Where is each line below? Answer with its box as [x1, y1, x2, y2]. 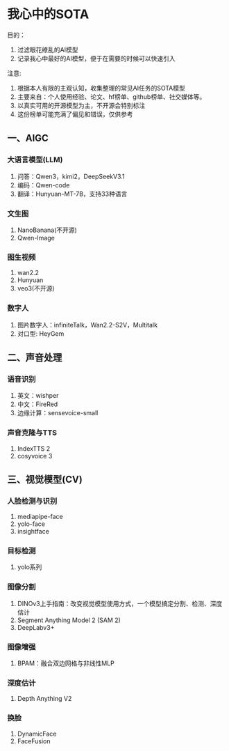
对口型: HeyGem [17, 329, 65, 338]
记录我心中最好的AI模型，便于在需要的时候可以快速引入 [17, 54, 176, 63]
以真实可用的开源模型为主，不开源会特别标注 [17, 101, 146, 109]
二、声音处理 [7, 351, 62, 363]
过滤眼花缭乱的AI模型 [17, 45, 78, 54]
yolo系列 [17, 563, 42, 571]
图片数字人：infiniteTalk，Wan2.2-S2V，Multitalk [17, 320, 158, 329]
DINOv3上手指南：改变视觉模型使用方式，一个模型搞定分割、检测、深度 [17, 599, 223, 607]
